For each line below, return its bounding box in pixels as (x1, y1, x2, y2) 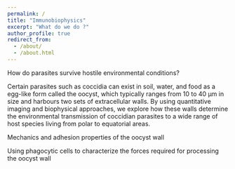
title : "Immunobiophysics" (7, 17, 86, 24)
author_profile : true (7, 29, 71, 37)
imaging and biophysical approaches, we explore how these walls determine (7, 104, 229, 113)
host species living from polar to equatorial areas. (7, 119, 151, 128)
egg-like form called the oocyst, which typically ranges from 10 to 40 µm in (7, 89, 224, 98)
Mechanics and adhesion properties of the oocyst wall (7, 133, 165, 141)
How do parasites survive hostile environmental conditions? (7, 68, 180, 77)
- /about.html (13, 50, 55, 57)
